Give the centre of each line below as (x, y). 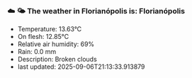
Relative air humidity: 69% (56, 44)
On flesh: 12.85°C (43, 37)
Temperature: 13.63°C (50, 29)
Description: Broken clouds (57, 60)
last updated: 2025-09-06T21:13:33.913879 (81, 67)
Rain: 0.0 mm (37, 52)
